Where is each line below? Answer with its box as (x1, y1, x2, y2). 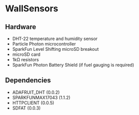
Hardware (5, 23, 36, 31)
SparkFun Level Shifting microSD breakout (12, 46, 99, 52)
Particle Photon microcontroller (12, 41, 76, 47)
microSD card (12, 51, 41, 57)
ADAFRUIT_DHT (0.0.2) (12, 89, 60, 95)
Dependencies (5, 76, 51, 84)
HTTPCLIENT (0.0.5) (12, 100, 54, 106)
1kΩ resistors (12, 57, 39, 62)
